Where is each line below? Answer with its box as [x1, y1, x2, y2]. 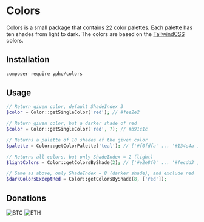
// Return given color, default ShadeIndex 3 [6, 104, 123, 110]
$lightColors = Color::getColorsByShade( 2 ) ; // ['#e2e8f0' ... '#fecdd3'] [6, 159, 200, 165]
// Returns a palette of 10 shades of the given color [6, 137, 148, 143]
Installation [6, 54, 50, 65]
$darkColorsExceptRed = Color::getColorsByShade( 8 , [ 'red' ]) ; [6, 176, 167, 182]
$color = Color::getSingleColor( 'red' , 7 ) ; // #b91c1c [6, 126, 148, 132]
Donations [6, 193, 47, 203]
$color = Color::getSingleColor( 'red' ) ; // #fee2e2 [6, 109, 140, 116]
